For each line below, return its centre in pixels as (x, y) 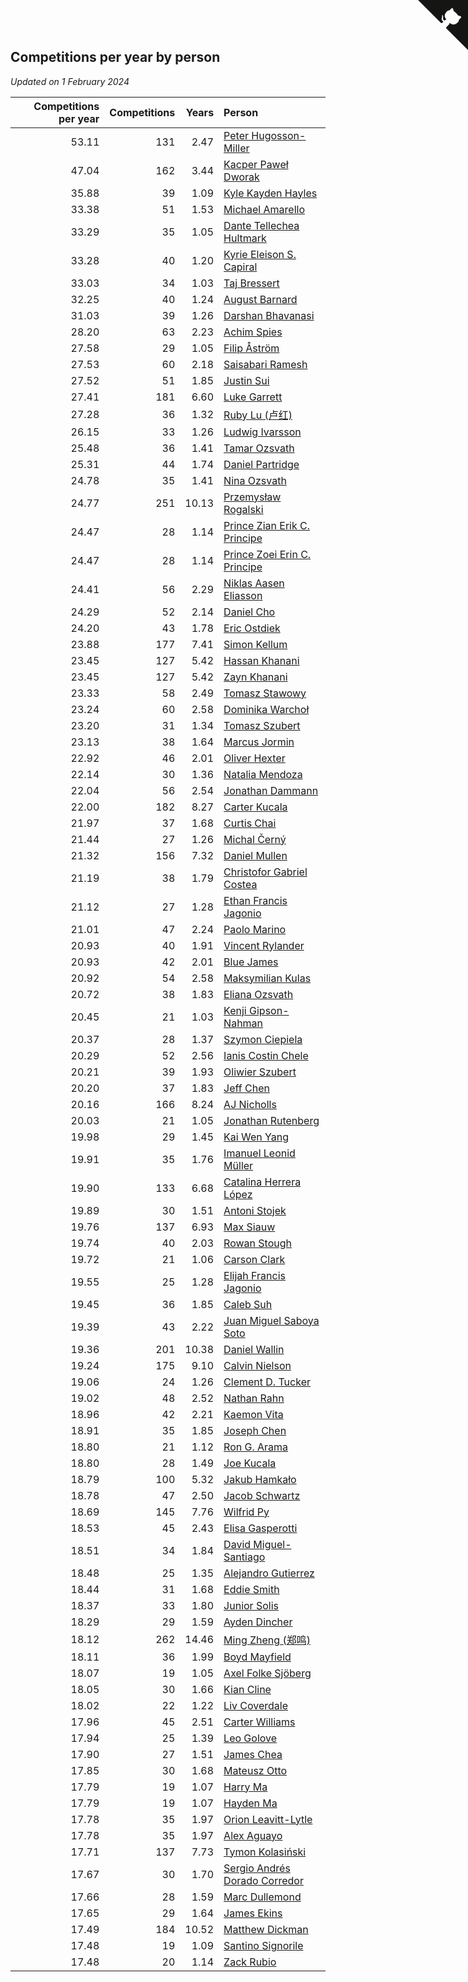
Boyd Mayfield (257, 1657)
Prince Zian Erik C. (266, 525)
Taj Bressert (251, 283)
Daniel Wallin (254, 1349)
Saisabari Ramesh (265, 364)
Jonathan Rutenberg (271, 1120)
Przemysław (252, 497)
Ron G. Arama (256, 1447)
